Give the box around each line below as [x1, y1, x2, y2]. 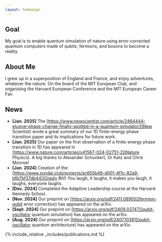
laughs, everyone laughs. [12, 181, 63, 186]
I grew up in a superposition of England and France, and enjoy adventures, [5, 76, 155, 81]
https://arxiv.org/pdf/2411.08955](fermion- [71, 196, 157, 202]
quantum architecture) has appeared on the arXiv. [31, 222, 132, 228]
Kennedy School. [12, 191, 47, 197]
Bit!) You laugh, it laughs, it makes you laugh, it [58, 175, 152, 181]
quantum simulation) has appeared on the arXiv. [31, 212, 128, 218]
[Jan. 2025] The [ [12, 118, 49, 124]
